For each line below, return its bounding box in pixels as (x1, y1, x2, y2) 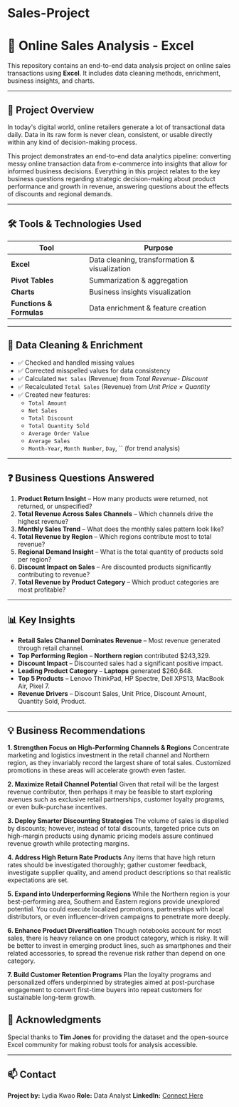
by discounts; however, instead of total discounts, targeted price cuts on (7, 824, 220, 832)
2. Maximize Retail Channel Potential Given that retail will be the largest (7, 780, 219, 788)
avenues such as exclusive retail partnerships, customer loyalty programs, (7, 795, 225, 804)
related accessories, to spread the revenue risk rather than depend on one (7, 949, 225, 957)
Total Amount (28, 400, 68, 407)
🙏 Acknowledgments (7, 1014, 102, 1026)
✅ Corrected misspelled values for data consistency (17, 366, 171, 375)
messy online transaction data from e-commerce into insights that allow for (7, 159, 228, 168)
